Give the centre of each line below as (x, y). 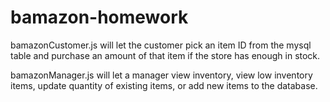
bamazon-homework (99, 17)
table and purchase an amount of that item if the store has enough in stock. (165, 55)
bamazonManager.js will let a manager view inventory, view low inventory (161, 75)
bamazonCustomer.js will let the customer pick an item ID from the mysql (161, 45)
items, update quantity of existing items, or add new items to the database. (164, 85)
